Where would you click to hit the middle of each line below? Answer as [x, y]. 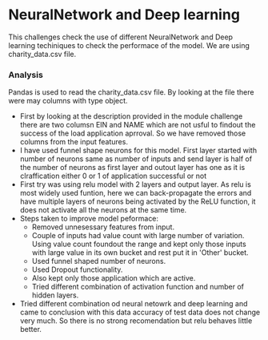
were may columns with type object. [68, 101]
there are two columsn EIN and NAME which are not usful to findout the [138, 125]
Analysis [26, 75]
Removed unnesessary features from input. [103, 227]
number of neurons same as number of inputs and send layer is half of [136, 159]
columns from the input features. [74, 142]
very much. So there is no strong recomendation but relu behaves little [136, 321]
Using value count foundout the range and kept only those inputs [139, 244]
